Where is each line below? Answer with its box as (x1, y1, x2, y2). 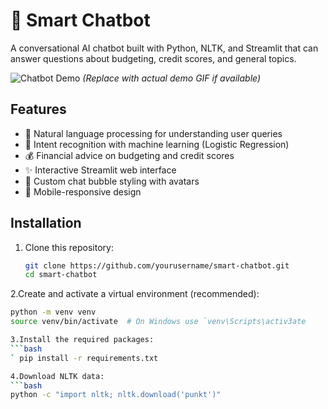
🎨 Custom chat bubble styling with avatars (24, 175, 200, 187)
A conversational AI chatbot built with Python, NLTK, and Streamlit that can (10, 42, 319, 54)
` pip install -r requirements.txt (10, 353, 159, 363)
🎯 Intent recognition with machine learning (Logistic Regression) (24, 138, 290, 150)
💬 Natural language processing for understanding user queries (24, 127, 283, 139)
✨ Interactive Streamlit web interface (24, 164, 177, 176)
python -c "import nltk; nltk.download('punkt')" (10, 390, 222, 400)
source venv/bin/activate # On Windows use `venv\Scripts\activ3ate (10, 317, 307, 327)
